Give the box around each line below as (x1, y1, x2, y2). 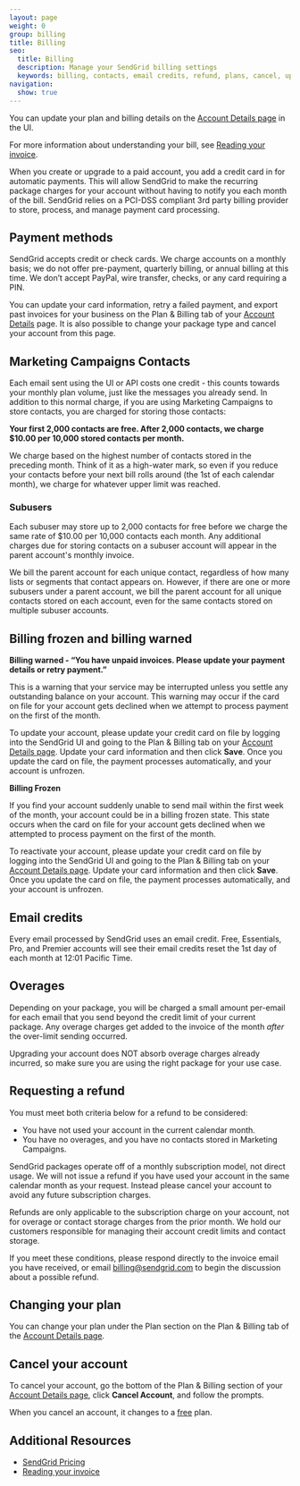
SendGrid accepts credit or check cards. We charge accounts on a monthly (9, 254, 287, 265)
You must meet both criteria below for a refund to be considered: (9, 1107, 248, 1118)
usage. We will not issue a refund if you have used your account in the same (9, 1170, 290, 1181)
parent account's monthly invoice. (9, 550, 135, 561)
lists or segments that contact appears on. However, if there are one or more (9, 577, 291, 587)
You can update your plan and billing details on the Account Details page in (9, 113, 286, 123)
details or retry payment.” (9, 664, 107, 675)
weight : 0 (9, 21, 46, 30)
